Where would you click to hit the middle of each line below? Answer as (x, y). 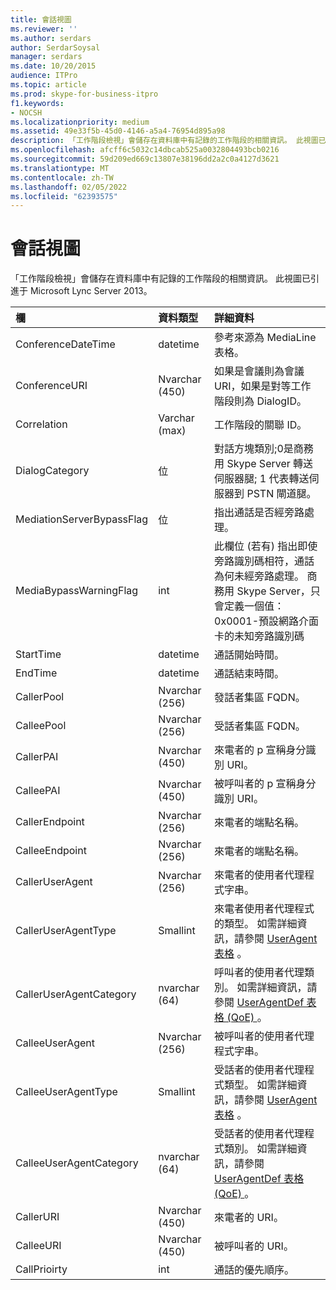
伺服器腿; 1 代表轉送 (262, 479)
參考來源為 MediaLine (265, 338)
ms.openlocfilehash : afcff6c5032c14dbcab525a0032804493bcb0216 (145, 150)
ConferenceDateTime (65, 344)
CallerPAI (37, 757)
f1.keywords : (37, 103)
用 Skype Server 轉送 (264, 464)
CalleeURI (38, 1246)
